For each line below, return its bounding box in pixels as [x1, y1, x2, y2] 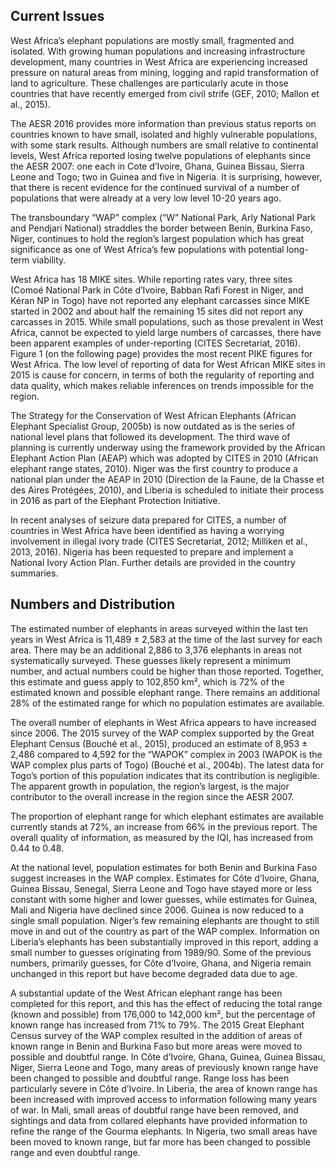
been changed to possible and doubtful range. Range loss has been [10, 1072, 290, 1084]
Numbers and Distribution [10, 596, 176, 613]
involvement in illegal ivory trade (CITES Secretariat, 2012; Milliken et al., [10, 535, 308, 547]
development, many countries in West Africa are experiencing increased [10, 55, 308, 68]
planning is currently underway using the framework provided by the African [10, 441, 326, 453]
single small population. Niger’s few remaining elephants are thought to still [10, 914, 320, 926]
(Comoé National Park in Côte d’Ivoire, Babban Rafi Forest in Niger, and [10, 284, 304, 296]
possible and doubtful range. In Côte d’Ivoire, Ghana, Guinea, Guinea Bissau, [10, 1050, 326, 1063]
